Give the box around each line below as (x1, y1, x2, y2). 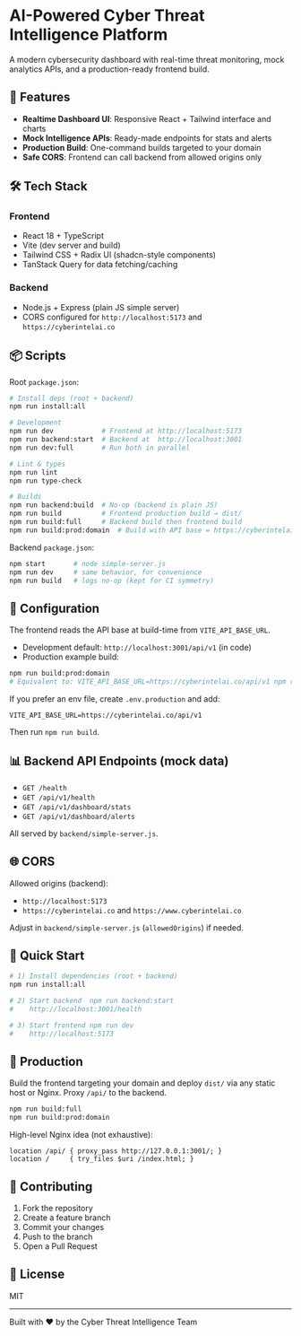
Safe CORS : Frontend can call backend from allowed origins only (21, 152, 262, 162)
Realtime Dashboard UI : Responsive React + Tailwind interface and (21, 113, 271, 124)
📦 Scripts (9, 348, 67, 363)
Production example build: (21, 651, 119, 662)
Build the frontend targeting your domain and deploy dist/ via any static (9, 1078, 276, 1088)
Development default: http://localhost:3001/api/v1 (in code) (21, 642, 253, 653)
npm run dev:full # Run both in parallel (9, 443, 191, 452)
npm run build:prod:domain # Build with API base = (9, 526, 211, 535)
